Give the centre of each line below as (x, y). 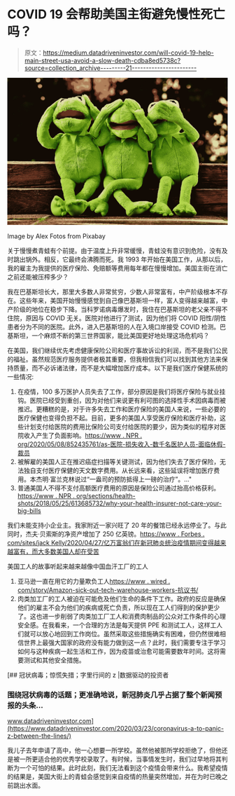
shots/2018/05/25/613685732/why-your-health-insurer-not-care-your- (120, 503)
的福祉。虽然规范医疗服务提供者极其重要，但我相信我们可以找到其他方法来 (114, 359)
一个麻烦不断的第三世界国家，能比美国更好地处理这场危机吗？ (120, 335)
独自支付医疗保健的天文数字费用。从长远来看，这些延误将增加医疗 (119, 470)
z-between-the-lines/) (40, 736)
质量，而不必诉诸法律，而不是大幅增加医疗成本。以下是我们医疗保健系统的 (120, 368)
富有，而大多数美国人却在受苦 (56, 551)
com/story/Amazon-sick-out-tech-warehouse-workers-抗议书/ (108, 590)
